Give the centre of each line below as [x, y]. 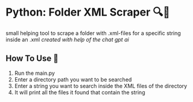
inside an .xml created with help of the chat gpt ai [67, 39]
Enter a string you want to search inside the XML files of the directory [101, 86]
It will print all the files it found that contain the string [80, 92]
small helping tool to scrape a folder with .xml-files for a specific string [93, 33]
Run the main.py [35, 73]
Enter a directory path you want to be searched [73, 79]
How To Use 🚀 [32, 59]
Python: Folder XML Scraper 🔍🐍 [88, 12]
